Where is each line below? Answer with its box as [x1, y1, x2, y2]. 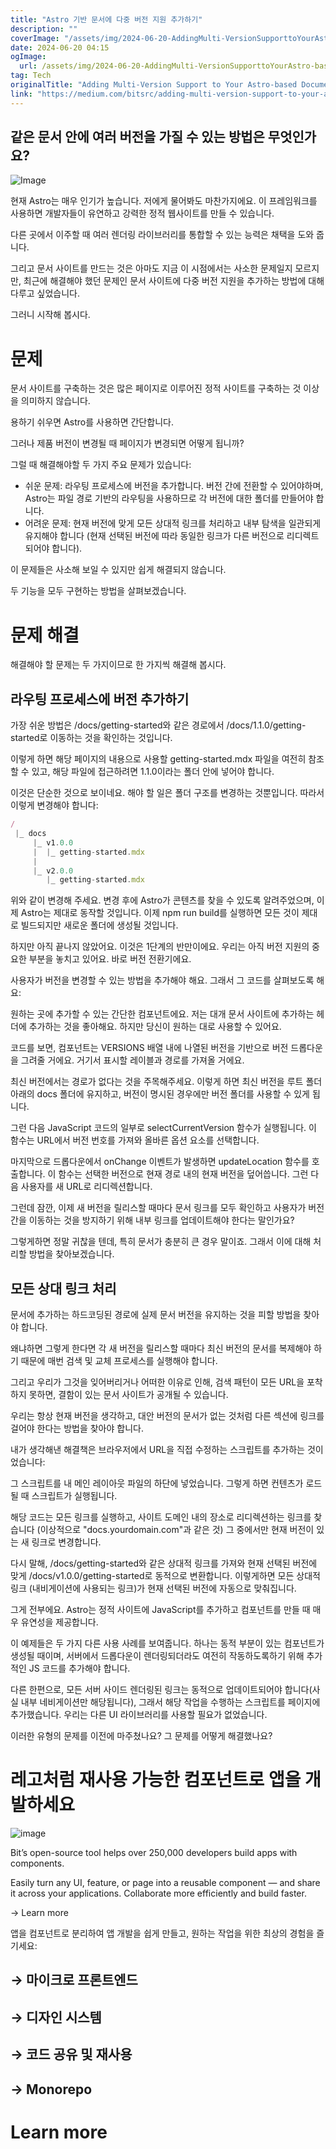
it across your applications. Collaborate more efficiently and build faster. [10, 1887, 307, 1899]
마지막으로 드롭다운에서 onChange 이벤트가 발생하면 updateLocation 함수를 [10, 1156, 310, 1168]
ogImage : [10, 52, 47, 62]
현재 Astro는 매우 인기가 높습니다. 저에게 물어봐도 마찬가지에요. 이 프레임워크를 [10, 195, 318, 207]
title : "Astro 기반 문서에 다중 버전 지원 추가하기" [10, 14, 203, 25]
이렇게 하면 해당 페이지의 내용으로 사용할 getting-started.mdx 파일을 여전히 [10, 753, 307, 765]
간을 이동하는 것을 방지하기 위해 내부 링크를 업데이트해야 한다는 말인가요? [10, 1214, 295, 1226]
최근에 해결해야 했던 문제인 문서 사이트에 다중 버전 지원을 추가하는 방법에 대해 [23, 275, 325, 287]
